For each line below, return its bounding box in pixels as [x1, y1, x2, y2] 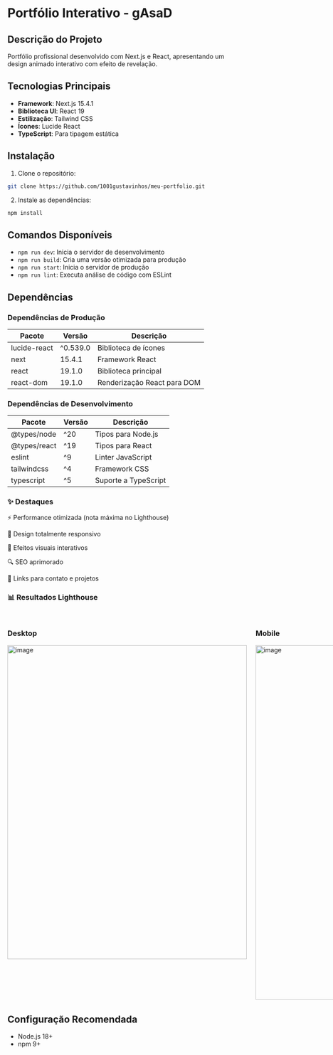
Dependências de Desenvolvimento [7, 398, 134, 408]
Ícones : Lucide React [17, 122, 80, 130]
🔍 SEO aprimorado [7, 558, 64, 566]
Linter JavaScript [95, 452, 152, 462]
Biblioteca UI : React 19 [17, 107, 85, 115]
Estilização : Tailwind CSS [17, 114, 94, 122]
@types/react [11, 441, 57, 451]
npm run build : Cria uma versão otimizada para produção [17, 255, 186, 264]
